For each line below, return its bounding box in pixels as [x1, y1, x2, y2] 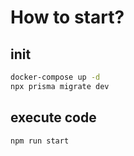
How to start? [10, 6, 125, 29]
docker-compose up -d [10, 72, 101, 82]
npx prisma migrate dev [10, 81, 110, 91]
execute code [10, 109, 97, 126]
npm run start [10, 136, 70, 146]
